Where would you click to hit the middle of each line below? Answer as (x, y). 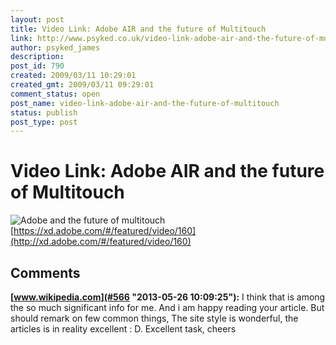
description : (37, 57)
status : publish (44, 112)
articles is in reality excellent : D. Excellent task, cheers (123, 329)
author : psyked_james (55, 47)
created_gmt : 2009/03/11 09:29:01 (82, 85)
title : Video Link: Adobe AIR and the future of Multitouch (138, 29)
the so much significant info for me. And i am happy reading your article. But (167, 307)
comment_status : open (55, 94)
